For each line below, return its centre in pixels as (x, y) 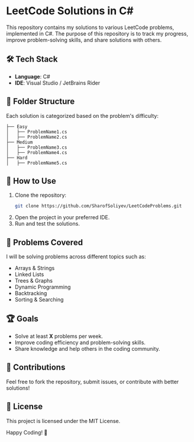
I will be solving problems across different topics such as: (76, 257)
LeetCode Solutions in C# (70, 11)
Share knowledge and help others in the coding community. (88, 348)
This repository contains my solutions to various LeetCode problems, (90, 27)
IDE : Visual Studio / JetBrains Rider (57, 83)
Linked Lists (29, 274)
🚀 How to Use (31, 181)
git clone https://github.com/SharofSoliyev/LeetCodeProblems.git (98, 206)
